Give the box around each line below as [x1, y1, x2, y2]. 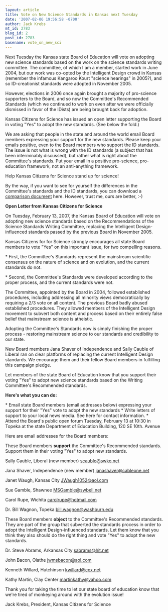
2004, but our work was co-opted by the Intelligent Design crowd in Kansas [5, 70, 162, 76]
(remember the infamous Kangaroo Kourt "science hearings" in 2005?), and [5, 75, 162, 81]
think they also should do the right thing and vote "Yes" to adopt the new [5, 532, 155, 538]
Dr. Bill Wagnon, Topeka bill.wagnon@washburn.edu [5, 506, 114, 513]
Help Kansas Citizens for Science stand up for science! [5, 173, 119, 179]
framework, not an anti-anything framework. [27, 163, 119, 169]
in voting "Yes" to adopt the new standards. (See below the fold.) [5, 121, 139, 127]
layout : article [5, 7, 39, 13]
